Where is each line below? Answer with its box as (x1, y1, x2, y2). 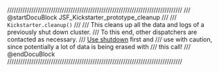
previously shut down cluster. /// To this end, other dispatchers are (7, 28, 198, 36)
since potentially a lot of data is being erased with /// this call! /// (7, 43, 191, 51)
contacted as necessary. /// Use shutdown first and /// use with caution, (7, 35, 213, 44)
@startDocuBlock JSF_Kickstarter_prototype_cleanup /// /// (7, 13, 177, 21)
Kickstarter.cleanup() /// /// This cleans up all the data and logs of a (7, 21, 204, 28)
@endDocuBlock (7, 50, 55, 58)
